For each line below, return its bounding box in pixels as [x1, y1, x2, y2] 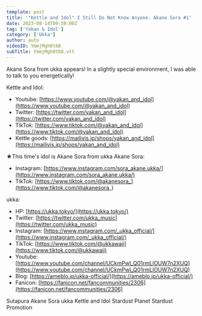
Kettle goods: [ [15, 134, 52, 142]
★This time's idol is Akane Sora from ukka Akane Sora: [6, 153, 145, 160]
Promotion [6, 303, 32, 311]
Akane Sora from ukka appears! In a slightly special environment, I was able [6, 65, 197, 73]
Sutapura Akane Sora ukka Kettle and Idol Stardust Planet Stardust [6, 297, 173, 304]
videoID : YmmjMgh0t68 [6, 43, 61, 49]
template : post [6, 9, 45, 15]
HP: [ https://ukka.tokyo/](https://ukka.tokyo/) [15, 207, 129, 215]
